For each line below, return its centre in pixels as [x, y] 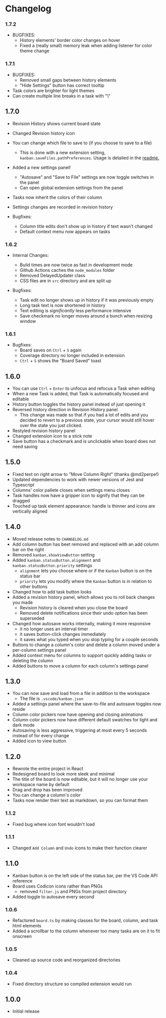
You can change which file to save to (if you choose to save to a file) [82, 143]
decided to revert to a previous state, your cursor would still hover [87, 420]
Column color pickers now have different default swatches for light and [85, 720]
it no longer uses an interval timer [54, 629]
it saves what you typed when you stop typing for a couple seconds [89, 639]
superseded [32, 618]
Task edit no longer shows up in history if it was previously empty [86, 300]
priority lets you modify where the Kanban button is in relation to [86, 581]
